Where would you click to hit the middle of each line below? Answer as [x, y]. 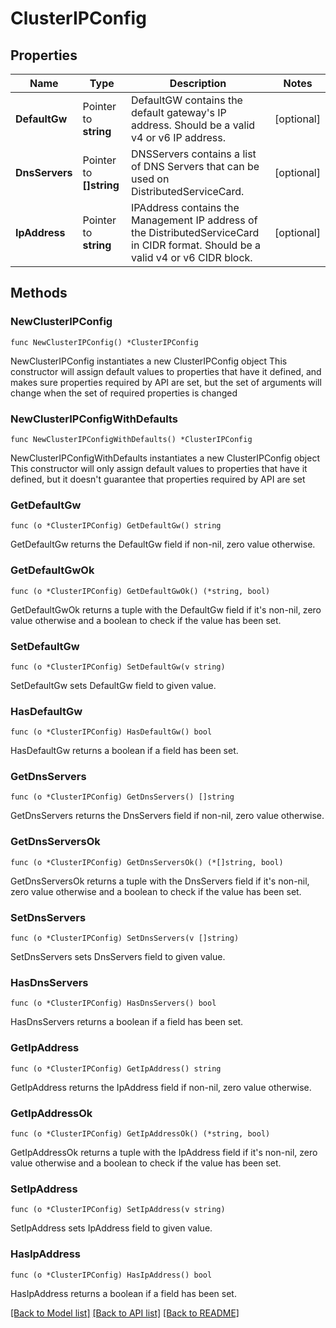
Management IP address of [194, 220]
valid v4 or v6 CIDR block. [192, 257]
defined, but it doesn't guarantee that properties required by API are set [158, 479]
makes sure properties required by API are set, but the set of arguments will [166, 382]
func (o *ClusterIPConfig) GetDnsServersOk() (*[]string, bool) [147, 862]
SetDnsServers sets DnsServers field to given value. [118, 957]
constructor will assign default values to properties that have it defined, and [166, 371]
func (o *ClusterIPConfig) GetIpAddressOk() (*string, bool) [140, 1133]
